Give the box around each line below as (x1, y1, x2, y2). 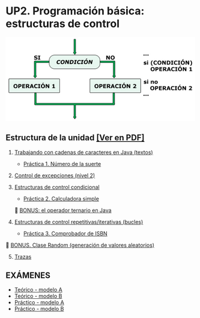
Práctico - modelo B (14, 305, 64, 313)
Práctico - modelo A (14, 299, 64, 306)
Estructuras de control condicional (14, 183, 100, 190)
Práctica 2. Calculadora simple (23, 195, 100, 202)
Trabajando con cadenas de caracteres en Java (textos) (14, 149, 154, 156)
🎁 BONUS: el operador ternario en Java (14, 207, 112, 214)
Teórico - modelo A (14, 286, 62, 293)
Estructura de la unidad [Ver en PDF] (5, 133, 145, 143)
